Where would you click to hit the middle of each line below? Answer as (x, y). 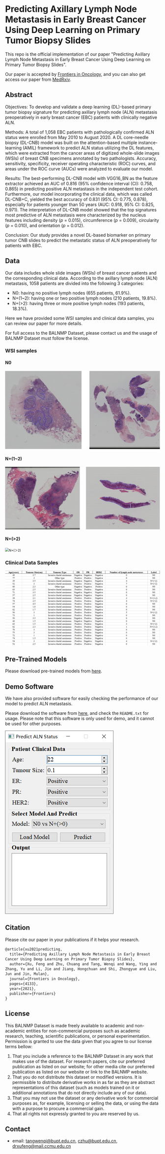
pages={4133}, (24, 984)
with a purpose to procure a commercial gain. (58, 1108)
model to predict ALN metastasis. (39, 703)
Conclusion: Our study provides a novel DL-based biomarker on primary (78, 235)
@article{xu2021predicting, (34, 949)
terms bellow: (19, 1047)
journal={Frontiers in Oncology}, (45, 979)
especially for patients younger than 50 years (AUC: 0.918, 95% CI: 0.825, (80, 204)
